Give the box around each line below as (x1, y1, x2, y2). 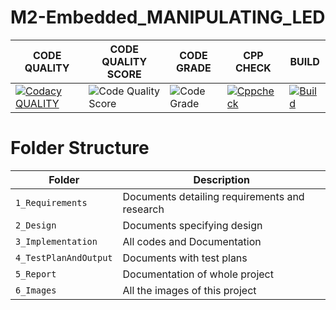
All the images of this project (122, 283, 257, 297)
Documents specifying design (122, 218, 263, 232)
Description (193, 172, 250, 186)
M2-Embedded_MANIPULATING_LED (10, 6, 326, 29)
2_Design (15, 219, 57, 231)
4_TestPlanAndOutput (15, 252, 113, 263)
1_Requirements (15, 197, 88, 208)
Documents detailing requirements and (122, 189, 305, 203)
